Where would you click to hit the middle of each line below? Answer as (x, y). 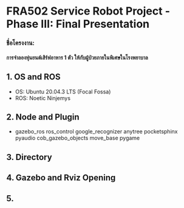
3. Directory (29, 157)
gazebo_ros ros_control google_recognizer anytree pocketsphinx (96, 132)
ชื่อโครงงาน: (20, 43)
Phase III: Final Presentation (78, 24)
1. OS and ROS (33, 77)
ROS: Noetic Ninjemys (43, 98)
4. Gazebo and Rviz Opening (61, 178)
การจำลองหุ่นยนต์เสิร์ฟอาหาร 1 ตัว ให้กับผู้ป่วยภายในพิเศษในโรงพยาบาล (77, 57)
